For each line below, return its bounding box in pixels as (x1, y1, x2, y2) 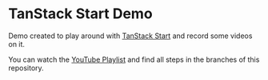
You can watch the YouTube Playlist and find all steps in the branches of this (8, 55, 260, 64)
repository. (8, 63, 44, 72)
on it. (8, 39, 26, 48)
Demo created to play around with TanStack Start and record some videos (8, 31, 253, 40)
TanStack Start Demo (8, 5, 154, 23)
